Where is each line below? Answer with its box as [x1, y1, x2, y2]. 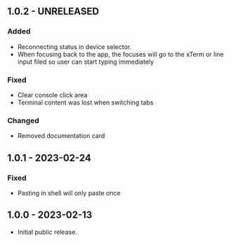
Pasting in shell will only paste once [17, 188, 121, 197]
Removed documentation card [17, 132, 105, 140]
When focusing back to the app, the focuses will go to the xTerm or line [17, 50, 225, 58]
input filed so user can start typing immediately [17, 57, 154, 66]
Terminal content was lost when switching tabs [17, 98, 154, 106]
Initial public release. [17, 228, 77, 236]
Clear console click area [17, 90, 88, 99]
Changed [7, 116, 40, 125]
